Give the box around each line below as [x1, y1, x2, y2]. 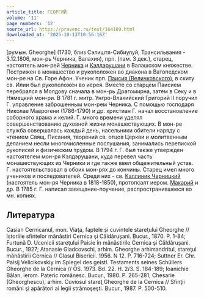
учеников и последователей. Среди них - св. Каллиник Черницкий [6, 172, 181, 180]
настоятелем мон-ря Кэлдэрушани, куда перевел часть [6, 153, 153, 160]
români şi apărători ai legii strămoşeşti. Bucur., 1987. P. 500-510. [6, 285, 167, 292]
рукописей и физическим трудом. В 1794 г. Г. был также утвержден [6, 147, 183, 154]
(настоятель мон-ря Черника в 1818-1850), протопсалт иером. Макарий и [6, 179, 199, 186]
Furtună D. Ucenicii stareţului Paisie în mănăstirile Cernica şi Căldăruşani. [6, 239, 191, 246]
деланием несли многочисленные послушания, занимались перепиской [6, 140, 197, 147]
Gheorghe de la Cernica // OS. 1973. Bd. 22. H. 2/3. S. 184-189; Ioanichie [6, 265, 189, 272]
